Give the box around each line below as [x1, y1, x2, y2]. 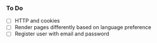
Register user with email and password [14, 30, 109, 37]
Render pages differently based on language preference [14, 24, 152, 31]
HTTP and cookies [14, 17, 60, 24]
